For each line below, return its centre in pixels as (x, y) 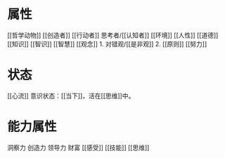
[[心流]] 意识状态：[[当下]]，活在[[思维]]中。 (71, 96)
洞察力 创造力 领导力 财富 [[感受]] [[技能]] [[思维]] (78, 147)
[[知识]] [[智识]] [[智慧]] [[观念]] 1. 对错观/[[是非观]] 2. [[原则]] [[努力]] (107, 44)
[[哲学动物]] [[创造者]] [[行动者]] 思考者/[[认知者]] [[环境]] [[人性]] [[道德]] (113, 35)
